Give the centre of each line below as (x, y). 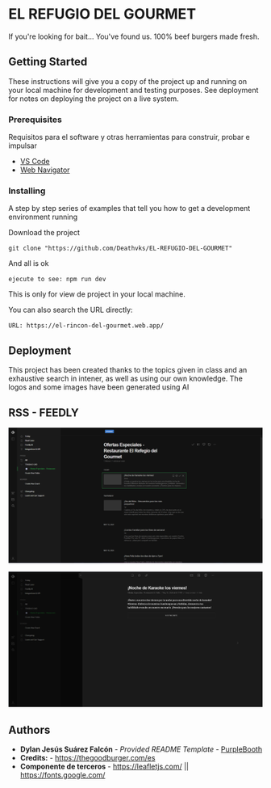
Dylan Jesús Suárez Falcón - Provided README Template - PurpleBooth (141, 749)
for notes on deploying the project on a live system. (94, 99)
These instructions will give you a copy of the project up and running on (128, 81)
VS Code (35, 162)
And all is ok (29, 263)
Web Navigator (45, 170)
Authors (29, 729)
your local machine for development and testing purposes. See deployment (133, 90)
